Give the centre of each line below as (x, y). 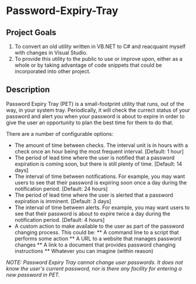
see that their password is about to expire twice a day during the (92, 213)
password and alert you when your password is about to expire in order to (95, 116)
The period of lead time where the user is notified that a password (94, 158)
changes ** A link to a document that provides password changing (95, 245)
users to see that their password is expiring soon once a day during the (101, 182)
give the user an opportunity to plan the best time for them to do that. (90, 122)
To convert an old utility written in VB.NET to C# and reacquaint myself (100, 46)
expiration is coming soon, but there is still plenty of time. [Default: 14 (98, 164)
